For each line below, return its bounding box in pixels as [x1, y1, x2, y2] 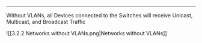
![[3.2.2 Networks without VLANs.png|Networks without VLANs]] [6, 30, 167, 36]
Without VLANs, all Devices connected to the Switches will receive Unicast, [6, 12, 193, 19]
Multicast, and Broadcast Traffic [6, 19, 86, 25]
